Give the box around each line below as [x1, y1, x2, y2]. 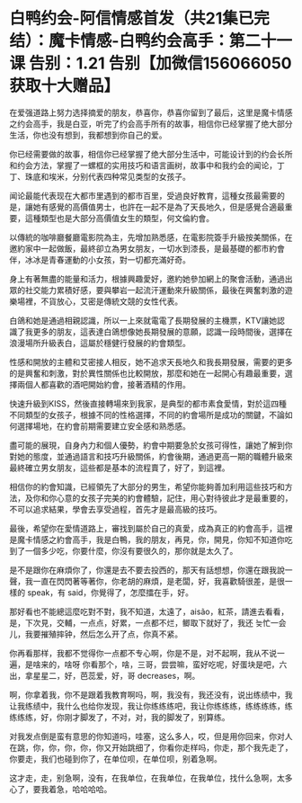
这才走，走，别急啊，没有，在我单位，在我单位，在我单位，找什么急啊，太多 [9, 772, 293, 783]
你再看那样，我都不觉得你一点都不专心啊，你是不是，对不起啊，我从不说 [9, 647, 277, 658]
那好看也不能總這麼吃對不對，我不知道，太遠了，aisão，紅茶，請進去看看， [9, 606, 289, 617]
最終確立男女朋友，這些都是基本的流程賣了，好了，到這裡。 [9, 462, 230, 473]
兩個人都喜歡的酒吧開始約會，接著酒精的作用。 [16, 379, 191, 389]
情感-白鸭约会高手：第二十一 [80, 31, 293, 51]
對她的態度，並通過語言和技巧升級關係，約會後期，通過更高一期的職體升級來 [9, 451, 293, 461]
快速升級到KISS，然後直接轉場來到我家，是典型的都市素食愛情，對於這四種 [9, 397, 288, 409]
